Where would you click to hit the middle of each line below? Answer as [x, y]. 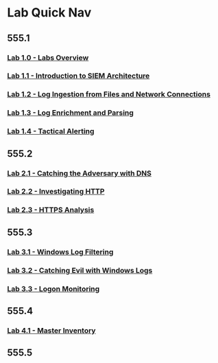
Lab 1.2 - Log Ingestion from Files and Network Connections [109, 94]
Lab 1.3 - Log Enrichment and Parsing [70, 113]
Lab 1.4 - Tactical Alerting [51, 131]
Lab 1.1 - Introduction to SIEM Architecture [78, 76]
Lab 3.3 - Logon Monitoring [53, 289]
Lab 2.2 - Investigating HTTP [56, 192]
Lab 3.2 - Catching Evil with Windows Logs [80, 270]
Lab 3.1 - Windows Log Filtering [60, 252]
